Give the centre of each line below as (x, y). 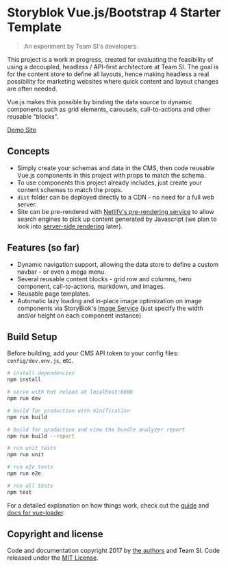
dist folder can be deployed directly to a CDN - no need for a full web (115, 197)
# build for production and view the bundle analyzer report (96, 429)
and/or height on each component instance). (80, 315)
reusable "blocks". (33, 116)
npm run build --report (41, 436)
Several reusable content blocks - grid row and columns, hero (104, 279)
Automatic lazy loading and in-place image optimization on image (109, 300)
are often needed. (32, 88)
